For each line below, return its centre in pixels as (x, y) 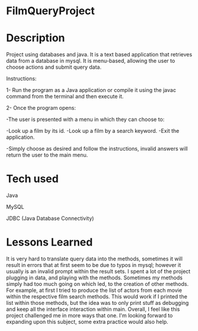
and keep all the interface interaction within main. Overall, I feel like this (93, 309)
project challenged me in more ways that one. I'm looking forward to (90, 315)
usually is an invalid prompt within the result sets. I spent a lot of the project (98, 271)
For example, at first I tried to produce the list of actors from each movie (94, 290)
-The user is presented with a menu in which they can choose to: (85, 119)
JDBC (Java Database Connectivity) (50, 218)
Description (36, 38)
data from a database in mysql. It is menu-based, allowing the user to (91, 61)
